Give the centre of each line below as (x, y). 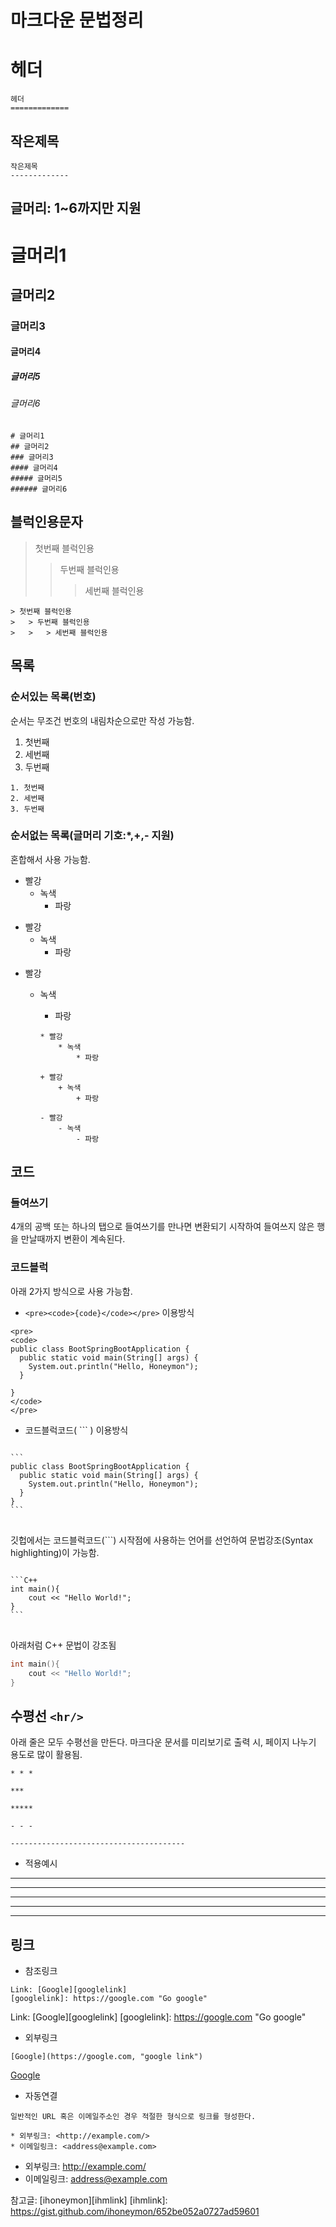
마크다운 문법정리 (77, 20)
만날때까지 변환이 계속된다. (73, 1239)
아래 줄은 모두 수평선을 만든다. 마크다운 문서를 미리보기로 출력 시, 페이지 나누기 (163, 1742)
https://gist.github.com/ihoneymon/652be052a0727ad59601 (135, 2212)
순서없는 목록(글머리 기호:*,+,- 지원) (92, 836)
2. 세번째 (27, 798)
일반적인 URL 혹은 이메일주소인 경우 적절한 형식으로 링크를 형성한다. (133, 2117)
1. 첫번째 (27, 787)
